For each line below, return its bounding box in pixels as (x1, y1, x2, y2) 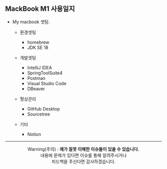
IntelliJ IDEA (27, 64, 52, 70)
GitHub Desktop (27, 106, 60, 112)
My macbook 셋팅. (12, 19, 50, 25)
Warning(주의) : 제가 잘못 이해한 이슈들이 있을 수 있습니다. (27, 146, 140, 152)
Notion (27, 131, 41, 137)
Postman (27, 75, 46, 81)
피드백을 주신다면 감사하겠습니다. (51, 158, 116, 165)
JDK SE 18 (27, 44, 49, 51)
